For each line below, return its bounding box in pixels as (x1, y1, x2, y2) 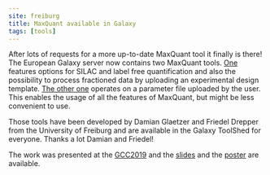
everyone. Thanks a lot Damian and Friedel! (8, 134, 155, 144)
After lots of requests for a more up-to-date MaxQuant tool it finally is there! (8, 50, 263, 59)
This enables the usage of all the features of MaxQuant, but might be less (8, 93, 255, 103)
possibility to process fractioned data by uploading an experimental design (8, 75, 259, 85)
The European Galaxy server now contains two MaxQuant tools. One (8, 58, 238, 68)
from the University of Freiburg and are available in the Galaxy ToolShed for (8, 125, 262, 135)
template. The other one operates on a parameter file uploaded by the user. (8, 84, 261, 94)
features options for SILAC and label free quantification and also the (8, 67, 236, 77)
